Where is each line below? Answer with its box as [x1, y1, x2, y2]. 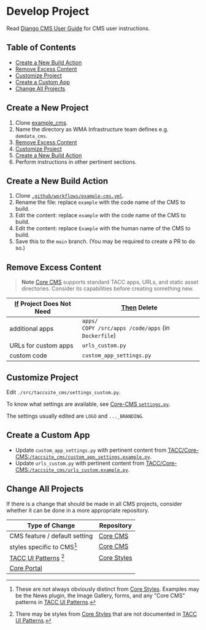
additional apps [9, 324, 54, 333]
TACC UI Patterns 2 [9, 553, 65, 562]
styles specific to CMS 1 [9, 542, 78, 551]
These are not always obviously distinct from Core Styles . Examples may [15, 585, 199, 593]
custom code [9, 351, 47, 360]
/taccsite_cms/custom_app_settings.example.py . [29, 453, 152, 460]
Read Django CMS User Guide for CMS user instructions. [6, 25, 150, 32]
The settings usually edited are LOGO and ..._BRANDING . [6, 413, 144, 419]
